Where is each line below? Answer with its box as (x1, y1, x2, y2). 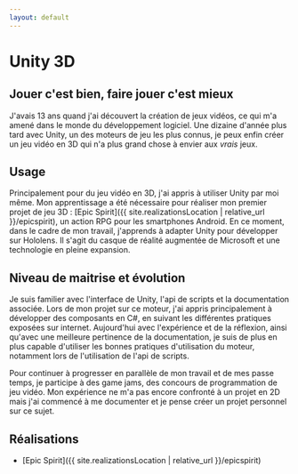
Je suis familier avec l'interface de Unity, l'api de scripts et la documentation (9, 294, 290, 305)
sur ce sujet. (9, 406, 55, 416)
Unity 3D (9, 51, 76, 71)
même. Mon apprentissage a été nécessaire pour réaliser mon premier (9, 197, 268, 208)
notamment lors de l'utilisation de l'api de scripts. (9, 350, 189, 361)
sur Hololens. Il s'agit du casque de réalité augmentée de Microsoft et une (9, 235, 280, 245)
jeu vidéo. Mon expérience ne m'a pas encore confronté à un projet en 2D (9, 387, 280, 398)
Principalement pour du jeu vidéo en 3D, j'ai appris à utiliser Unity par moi (9, 188, 279, 198)
